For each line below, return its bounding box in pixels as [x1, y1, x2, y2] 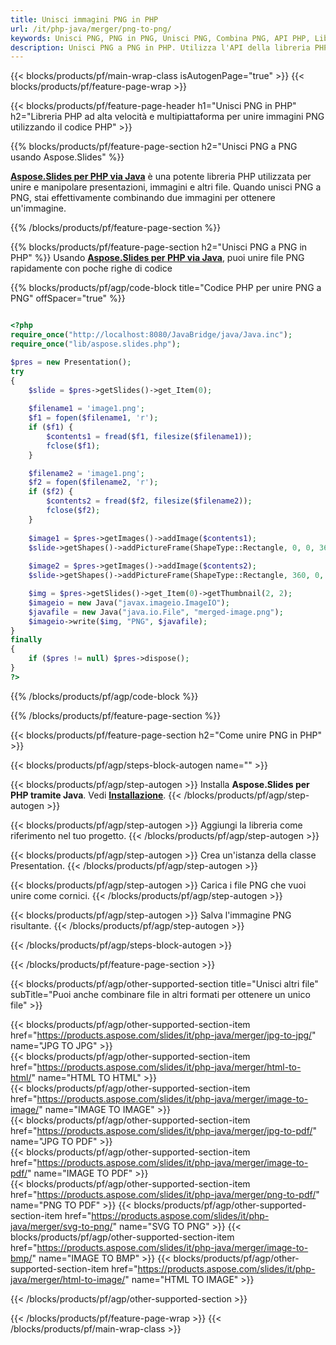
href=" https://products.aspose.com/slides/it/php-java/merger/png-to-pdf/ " [10, 1188, 320, 1200]
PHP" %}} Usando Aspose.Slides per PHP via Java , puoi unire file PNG [10, 252, 305, 264]
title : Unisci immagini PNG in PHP [10, 14, 159, 25]
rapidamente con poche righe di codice [10, 262, 173, 275]
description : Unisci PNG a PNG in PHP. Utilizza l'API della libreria [10, 42, 311, 53]
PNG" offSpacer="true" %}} [10, 292, 126, 305]
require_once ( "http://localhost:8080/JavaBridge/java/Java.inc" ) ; [10, 330, 293, 340]
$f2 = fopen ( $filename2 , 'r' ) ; [28, 477, 159, 488]
